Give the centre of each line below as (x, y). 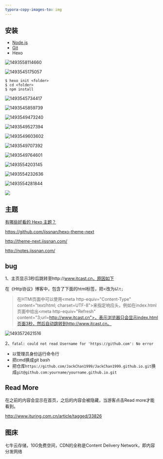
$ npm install (19, 89)
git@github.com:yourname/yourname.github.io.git (67, 373)
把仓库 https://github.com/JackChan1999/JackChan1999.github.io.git (82, 366)
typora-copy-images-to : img (34, 10)
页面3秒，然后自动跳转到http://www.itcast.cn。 (64, 324)
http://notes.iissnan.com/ (30, 251)
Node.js (20, 42)
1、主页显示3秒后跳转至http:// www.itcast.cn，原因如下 (60, 278)
